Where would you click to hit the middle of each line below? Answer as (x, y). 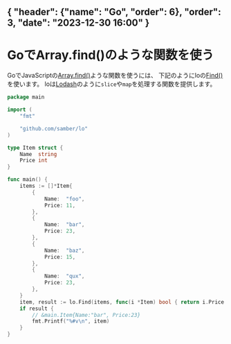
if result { (37, 309)
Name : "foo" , (64, 199)
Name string (38, 154)
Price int (34, 161)
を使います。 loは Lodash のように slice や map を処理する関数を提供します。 (112, 84)
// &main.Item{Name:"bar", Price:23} (86, 315)
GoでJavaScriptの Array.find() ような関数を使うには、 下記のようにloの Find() (115, 76)
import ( (20, 110)
